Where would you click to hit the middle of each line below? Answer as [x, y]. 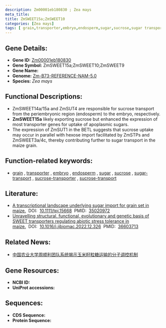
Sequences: [24, 303]
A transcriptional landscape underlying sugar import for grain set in [81, 205]
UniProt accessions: [34, 288]
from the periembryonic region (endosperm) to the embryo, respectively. [86, 114]
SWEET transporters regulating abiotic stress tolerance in [71, 221]
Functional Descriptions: [44, 97]
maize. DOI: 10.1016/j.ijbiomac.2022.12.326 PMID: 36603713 [75, 227]
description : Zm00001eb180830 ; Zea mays [48, 10]
